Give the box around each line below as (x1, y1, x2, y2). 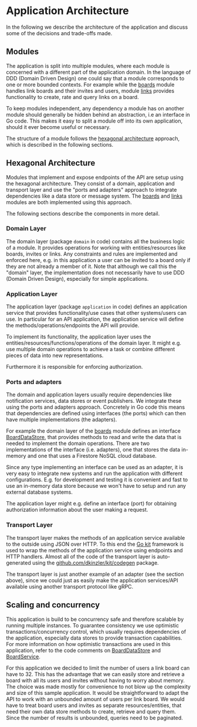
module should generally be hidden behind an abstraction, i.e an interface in (6, 111, 191, 118)
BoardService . (6, 653, 41, 660)
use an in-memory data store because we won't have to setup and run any (6, 483, 186, 490)
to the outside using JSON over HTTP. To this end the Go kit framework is (6, 541, 184, 548)
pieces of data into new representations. (6, 352, 104, 359)
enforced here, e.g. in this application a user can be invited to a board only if (6, 256, 191, 263)
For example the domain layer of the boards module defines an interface (6, 427, 181, 434)
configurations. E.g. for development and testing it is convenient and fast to (6, 476, 188, 483)
